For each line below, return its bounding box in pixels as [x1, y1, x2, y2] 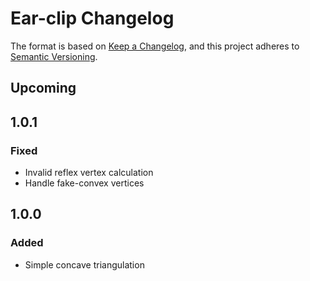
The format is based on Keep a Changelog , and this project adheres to [10, 40, 300, 52]
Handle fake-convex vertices [24, 177, 145, 189]
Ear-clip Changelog [10, 7, 175, 30]
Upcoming [10, 80, 77, 97]
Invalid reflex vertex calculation [24, 167, 154, 179]
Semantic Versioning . [10, 50, 98, 62]
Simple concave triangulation [24, 258, 145, 271]
